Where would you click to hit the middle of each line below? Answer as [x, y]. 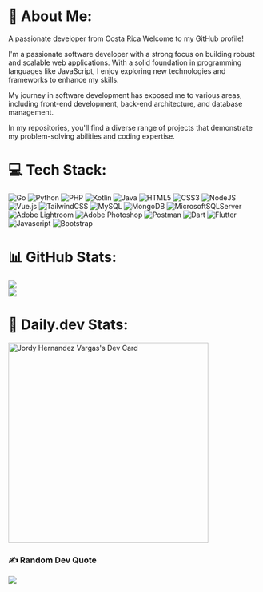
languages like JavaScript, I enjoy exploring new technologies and [117, 70]
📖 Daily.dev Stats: [68, 324]
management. [31, 112]
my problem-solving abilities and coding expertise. [92, 136]
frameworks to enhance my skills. [64, 79]
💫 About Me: [50, 16]
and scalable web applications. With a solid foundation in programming [125, 62]
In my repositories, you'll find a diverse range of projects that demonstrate [131, 127]
